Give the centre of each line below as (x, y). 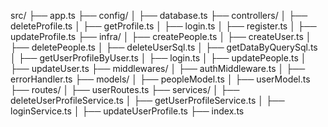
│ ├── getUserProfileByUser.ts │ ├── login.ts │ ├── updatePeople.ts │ (158, 58)
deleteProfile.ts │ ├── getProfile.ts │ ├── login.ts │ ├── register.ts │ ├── (163, 26)
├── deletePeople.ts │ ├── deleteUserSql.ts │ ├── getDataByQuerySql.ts (164, 47)
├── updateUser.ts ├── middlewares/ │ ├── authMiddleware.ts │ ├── (158, 68)
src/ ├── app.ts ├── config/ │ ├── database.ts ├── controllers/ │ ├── (159, 15)
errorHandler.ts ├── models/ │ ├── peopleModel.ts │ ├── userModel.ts (160, 79)
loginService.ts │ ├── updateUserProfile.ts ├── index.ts (127, 111)
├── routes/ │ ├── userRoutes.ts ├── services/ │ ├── (125, 89)
